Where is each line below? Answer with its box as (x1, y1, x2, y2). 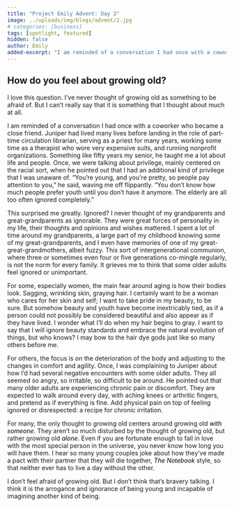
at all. (7, 108, 23, 116)
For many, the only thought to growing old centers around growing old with (7, 419, 222, 428)
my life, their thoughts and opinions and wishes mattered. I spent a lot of (7, 223, 214, 232)
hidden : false (7, 36, 49, 43)
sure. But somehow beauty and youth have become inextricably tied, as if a (7, 303, 224, 312)
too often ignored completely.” (7, 195, 94, 204)
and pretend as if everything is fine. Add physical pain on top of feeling (7, 398, 211, 407)
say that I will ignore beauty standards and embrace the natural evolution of (7, 325, 224, 334)
